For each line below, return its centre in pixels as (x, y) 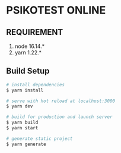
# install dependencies (36, 84)
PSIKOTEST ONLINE (56, 10)
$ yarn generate (26, 144)
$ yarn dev (20, 106)
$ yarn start (22, 128)
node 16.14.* (30, 46)
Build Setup (28, 71)
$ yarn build (22, 123)
